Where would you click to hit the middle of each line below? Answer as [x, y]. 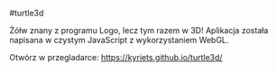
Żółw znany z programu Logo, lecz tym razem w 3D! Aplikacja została [139, 30]
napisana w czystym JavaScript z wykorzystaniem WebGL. [119, 40]
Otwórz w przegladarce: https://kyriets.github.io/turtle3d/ [116, 57]
